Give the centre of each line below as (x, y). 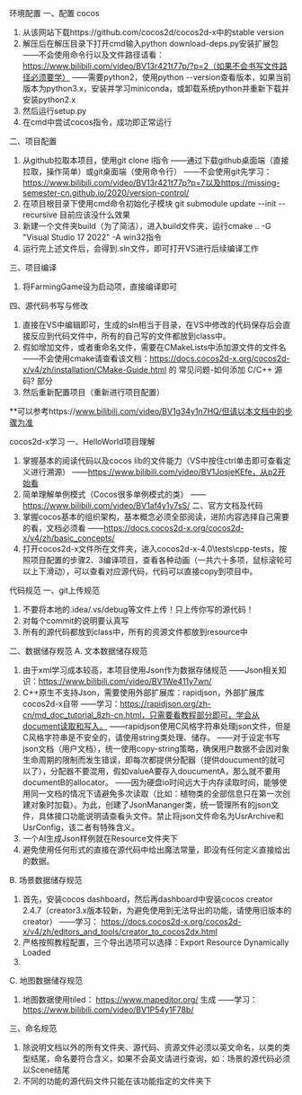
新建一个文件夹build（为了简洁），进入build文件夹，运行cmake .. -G (147, 226)
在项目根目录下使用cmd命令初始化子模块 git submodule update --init (149, 203)
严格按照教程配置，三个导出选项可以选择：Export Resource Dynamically (155, 942)
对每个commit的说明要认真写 (75, 621)
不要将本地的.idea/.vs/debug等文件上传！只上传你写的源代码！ (138, 609)
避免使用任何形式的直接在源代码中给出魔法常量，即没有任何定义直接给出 (156, 850)
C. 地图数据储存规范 (46, 980)
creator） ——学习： (61, 922)
